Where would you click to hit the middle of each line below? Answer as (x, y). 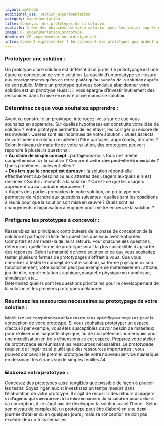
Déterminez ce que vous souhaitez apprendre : (62, 108)
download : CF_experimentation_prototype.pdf (51, 37)
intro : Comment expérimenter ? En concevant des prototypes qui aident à (82, 42)
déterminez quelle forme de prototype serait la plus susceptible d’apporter (80, 246)
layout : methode (21, 10)
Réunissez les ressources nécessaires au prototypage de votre (81, 301)
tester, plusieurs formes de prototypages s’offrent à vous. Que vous (73, 257)
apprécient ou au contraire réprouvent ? (45, 186)
